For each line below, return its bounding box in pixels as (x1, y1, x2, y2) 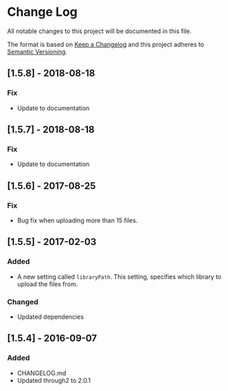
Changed (7, 297, 39, 306)
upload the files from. (16, 279, 78, 288)
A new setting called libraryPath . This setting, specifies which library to (16, 273, 222, 281)
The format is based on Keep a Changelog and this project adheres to (7, 40, 205, 48)
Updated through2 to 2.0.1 (16, 376, 91, 384)
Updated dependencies (16, 313, 84, 321)
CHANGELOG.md (16, 369, 67, 377)
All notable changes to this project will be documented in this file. (7, 27, 192, 35)
